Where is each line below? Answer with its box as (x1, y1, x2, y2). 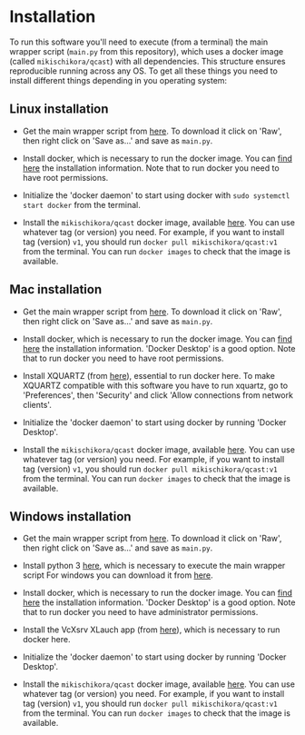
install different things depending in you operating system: (9, 74, 228, 85)
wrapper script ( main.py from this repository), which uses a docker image (9, 45, 284, 56)
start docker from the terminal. (22, 199, 141, 210)
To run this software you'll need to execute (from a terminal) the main (9, 36, 269, 47)
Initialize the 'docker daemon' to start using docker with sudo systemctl (22, 189, 290, 201)
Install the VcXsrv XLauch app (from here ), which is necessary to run (22, 624, 280, 635)
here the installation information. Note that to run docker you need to (22, 162, 280, 174)
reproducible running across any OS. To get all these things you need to (9, 65, 279, 76)
